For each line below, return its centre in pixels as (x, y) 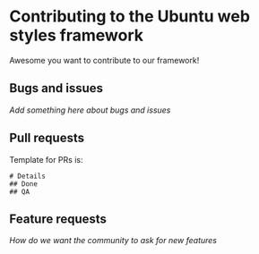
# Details (28, 176)
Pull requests (47, 138)
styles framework (76, 35)
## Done (24, 184)
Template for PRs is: (46, 159)
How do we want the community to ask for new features (113, 241)
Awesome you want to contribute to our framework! (104, 60)
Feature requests (58, 219)
